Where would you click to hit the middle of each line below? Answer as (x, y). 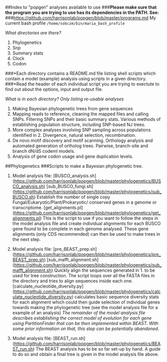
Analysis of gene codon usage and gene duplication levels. (73, 156)
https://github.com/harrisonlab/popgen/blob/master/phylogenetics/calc (87, 291)
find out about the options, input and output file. (54, 89)
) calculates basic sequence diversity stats (115, 297)
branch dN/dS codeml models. (44, 151)
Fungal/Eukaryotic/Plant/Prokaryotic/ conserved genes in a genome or (84, 202)
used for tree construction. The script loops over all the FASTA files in (83, 276)
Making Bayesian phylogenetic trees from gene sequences (73, 109)
